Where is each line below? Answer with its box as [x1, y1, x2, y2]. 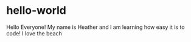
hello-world [6, 4, 67, 17]
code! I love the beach [6, 29, 62, 37]
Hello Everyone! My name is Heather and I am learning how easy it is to [6, 23, 185, 31]
